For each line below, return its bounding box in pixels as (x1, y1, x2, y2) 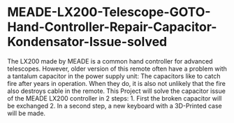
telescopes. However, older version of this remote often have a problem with (7, 64, 227, 73)
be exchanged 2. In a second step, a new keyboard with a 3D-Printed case (7, 101, 222, 110)
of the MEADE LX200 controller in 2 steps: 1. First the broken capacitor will (7, 94, 222, 102)
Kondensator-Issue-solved (7, 34, 168, 50)
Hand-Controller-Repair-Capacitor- (7, 19, 217, 35)
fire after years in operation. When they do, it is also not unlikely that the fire (7, 79, 226, 87)
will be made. (7, 109, 46, 117)
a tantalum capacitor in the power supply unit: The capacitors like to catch (7, 71, 221, 80)
